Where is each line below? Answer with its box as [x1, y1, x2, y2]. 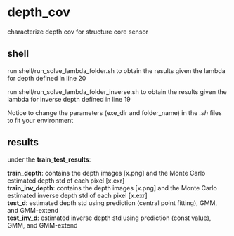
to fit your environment [7, 116, 74, 124]
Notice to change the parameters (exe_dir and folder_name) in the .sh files [7, 108, 223, 117]
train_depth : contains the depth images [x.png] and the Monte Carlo [7, 169, 206, 177]
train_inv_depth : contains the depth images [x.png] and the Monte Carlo [7, 183, 218, 192]
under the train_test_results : [7, 155, 91, 164]
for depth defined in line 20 [7, 74, 86, 82]
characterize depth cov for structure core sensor [7, 27, 149, 36]
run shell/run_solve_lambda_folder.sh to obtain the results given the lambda [7, 66, 226, 74]
